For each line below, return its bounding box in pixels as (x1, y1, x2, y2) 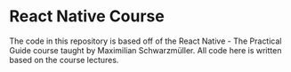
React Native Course (9, 6, 165, 27)
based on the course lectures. (9, 54, 119, 65)
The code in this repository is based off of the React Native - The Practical (9, 36, 282, 46)
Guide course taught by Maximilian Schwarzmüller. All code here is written (9, 44, 282, 55)
